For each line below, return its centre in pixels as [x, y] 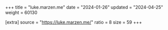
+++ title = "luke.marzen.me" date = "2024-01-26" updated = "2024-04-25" [84, 7]
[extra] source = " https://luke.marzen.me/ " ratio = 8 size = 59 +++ [74, 22]
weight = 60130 [21, 12]
